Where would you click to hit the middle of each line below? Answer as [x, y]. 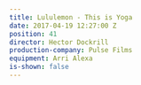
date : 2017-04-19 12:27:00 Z [63, 26]
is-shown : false [39, 67]
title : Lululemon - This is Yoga [71, 17]
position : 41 [33, 34]
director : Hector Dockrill [59, 42]
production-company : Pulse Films [71, 50]
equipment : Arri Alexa [51, 58]
